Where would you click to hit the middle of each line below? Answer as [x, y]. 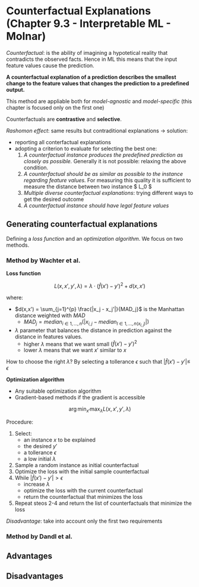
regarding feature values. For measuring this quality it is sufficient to [107, 180]
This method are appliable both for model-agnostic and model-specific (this [99, 101]
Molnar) [26, 36]
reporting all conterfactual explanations [63, 142]
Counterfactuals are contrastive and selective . [64, 119]
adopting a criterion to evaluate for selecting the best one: [86, 148]
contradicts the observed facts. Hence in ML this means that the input [91, 59]
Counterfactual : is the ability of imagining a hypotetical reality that [87, 52]
